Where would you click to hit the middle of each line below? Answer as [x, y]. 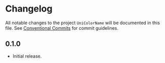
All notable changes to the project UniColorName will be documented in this [83, 23]
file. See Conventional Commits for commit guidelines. [62, 28]
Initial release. [27, 56]
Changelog [29, 9]
